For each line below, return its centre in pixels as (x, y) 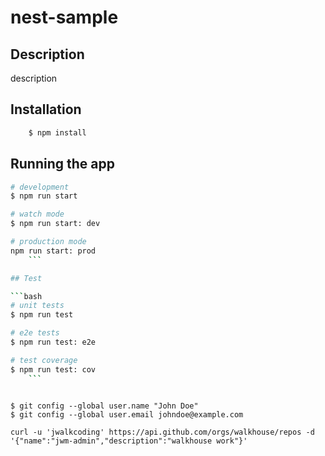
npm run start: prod (53, 251)
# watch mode (37, 214)
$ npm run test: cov (53, 369)
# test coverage (44, 360)
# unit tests (37, 306)
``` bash (26, 296)
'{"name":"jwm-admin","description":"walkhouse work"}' (129, 441)
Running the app (62, 164)
